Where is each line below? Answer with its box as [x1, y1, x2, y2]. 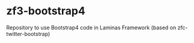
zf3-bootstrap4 [6, 4, 86, 18]
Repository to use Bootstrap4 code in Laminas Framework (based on [6, 24, 177, 31]
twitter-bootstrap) [6, 30, 50, 37]
